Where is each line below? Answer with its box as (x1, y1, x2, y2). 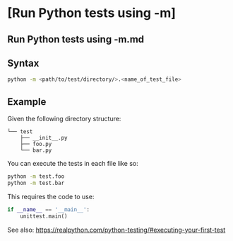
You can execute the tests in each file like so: (7, 159, 139, 168)
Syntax (7, 57, 40, 69)
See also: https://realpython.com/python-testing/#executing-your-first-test (7, 225, 226, 234)
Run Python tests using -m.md (7, 33, 145, 45)
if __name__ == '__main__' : (7, 206, 90, 213)
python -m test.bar (7, 179, 65, 186)
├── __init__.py (20, 135, 68, 142)
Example (7, 96, 47, 108)
